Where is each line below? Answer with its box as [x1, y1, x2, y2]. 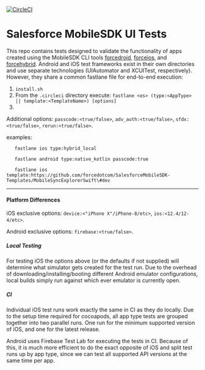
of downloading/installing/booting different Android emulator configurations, [6, 270, 198, 278]
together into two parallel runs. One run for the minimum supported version [6, 319, 195, 327]
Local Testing [6, 242, 41, 249]
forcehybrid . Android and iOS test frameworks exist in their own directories [6, 60, 195, 67]
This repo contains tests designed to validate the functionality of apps [6, 47, 182, 54]
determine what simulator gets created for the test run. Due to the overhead [6, 264, 197, 271]
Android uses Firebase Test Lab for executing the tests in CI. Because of [6, 338, 188, 345]
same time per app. [6, 357, 55, 365]
